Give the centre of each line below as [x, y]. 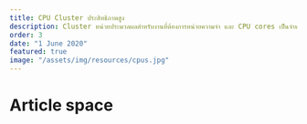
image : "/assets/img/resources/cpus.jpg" [90, 60]
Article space [62, 105]
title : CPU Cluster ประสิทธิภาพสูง [67, 18]
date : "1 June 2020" [49, 43]
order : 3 [26, 35]
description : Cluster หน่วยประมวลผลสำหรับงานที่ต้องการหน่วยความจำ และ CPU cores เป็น [149, 26]
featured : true [38, 52]
